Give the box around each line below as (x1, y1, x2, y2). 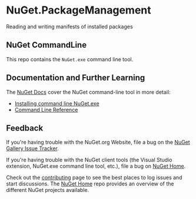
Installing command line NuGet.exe (14, 99, 99, 107)
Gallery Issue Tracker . (6, 145, 59, 152)
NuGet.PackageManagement (6, 4, 151, 17)
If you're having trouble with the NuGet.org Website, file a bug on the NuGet (6, 139, 190, 146)
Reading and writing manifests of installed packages (6, 23, 134, 30)
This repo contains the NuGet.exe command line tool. (6, 55, 134, 62)
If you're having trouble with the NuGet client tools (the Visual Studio (6, 157, 172, 164)
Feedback (6, 123, 44, 133)
